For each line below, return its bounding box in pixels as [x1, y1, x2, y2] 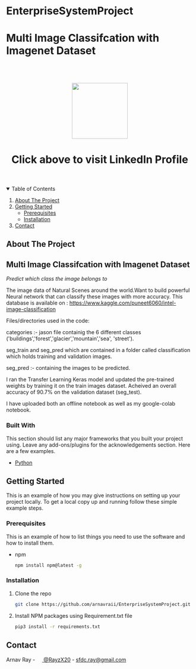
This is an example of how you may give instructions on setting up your [6, 492, 181, 499]
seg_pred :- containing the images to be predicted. [6, 365, 131, 372]
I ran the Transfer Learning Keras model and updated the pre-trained [6, 376, 174, 383]
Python [14, 459, 33, 466]
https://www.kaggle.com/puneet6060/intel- [69, 299, 176, 307]
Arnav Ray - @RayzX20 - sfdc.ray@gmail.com [6, 656, 127, 664]
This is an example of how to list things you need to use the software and [6, 533, 185, 540]
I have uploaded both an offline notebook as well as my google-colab [6, 400, 176, 407]
